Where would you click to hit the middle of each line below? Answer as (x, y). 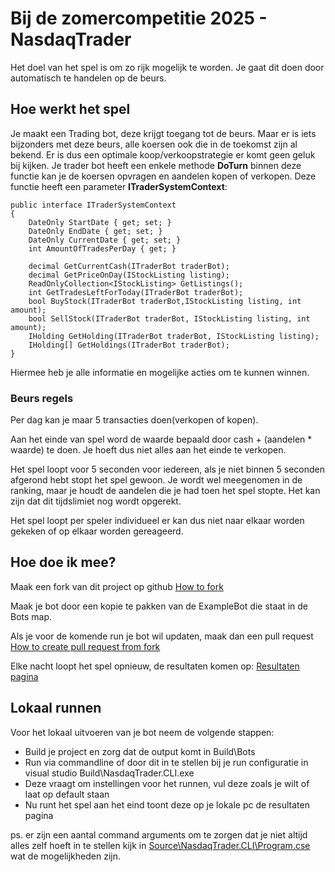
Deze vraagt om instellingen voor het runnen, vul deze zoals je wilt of (167, 783)
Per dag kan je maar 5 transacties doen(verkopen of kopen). (134, 420)
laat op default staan (67, 794)
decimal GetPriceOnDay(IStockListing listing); (129, 275)
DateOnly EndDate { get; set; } (95, 231)
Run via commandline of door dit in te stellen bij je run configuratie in (166, 762)
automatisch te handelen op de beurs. (88, 78)
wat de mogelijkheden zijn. (65, 856)
